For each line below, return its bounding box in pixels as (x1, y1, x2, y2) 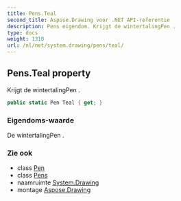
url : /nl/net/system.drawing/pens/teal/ (7, 42, 125, 49)
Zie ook (7, 148, 33, 158)
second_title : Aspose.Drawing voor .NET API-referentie (7, 17, 170, 23)
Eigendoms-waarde (7, 115, 74, 125)
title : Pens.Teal (7, 10, 57, 17)
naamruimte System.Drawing (16, 178, 99, 187)
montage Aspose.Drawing (16, 186, 91, 194)
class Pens (16, 171, 48, 180)
